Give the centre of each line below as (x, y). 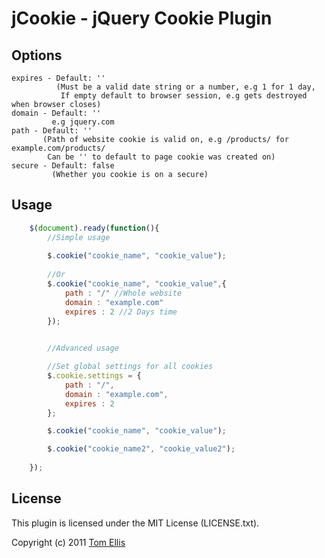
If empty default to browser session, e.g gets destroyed (184, 96)
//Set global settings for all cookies (130, 367)
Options (37, 55)
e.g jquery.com (83, 122)
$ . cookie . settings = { (94, 376)
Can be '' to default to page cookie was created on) (161, 157)
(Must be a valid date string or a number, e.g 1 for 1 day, (185, 87)
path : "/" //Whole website (123, 293)
